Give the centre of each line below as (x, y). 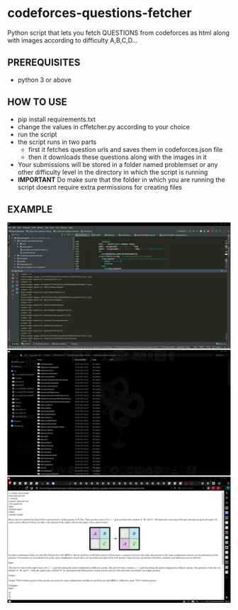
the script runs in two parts (57, 142)
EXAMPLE (30, 209)
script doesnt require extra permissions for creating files (100, 187)
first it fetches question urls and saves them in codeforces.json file (125, 149)
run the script (37, 134)
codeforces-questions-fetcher (100, 13)
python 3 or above (45, 80)
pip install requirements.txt (56, 119)
